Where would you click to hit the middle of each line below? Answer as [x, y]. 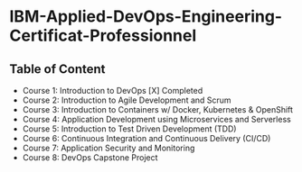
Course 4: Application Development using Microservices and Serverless [156, 119]
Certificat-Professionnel [103, 36]
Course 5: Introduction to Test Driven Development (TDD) [129, 129]
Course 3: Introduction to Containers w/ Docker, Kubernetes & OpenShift [158, 109]
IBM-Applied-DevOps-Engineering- [146, 17]
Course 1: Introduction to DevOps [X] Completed [113, 91]
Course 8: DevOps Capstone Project [90, 158]
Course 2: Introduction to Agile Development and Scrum [127, 100]
